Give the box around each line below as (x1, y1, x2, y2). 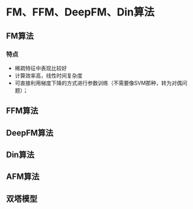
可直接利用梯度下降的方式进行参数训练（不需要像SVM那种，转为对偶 (14, 79, 182, 86)
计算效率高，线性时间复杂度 (14, 72, 83, 79)
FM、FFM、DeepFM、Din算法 (6, 5, 155, 19)
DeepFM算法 (6, 128, 54, 138)
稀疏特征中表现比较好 (14, 65, 67, 72)
